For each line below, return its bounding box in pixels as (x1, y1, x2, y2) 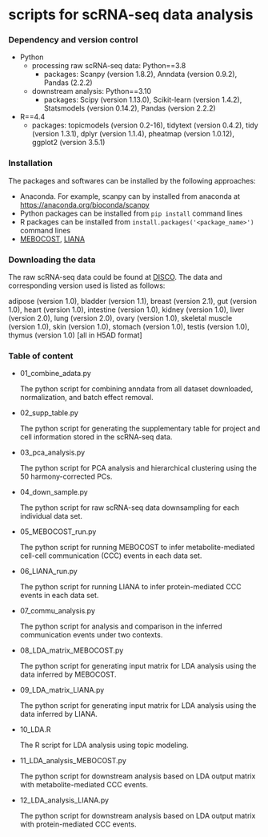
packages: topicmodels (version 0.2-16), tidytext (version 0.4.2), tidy (31, 120, 258, 130)
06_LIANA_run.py (19, 567, 78, 576)
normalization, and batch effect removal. (19, 393, 154, 402)
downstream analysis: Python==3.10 (31, 87, 152, 96)
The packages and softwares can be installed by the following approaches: (8, 176, 256, 185)
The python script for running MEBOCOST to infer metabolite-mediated (19, 543, 255, 552)
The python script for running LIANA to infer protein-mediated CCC (19, 582, 242, 592)
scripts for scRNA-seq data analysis (8, 6, 254, 24)
